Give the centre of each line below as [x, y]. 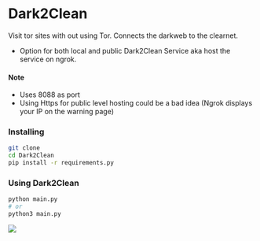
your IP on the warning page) [67, 112]
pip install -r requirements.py [61, 163]
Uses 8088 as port [50, 95]
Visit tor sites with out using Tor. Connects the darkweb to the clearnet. [123, 35]
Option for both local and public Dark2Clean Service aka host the [125, 50]
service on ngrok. [48, 59]
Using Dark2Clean [44, 183]
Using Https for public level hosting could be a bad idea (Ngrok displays [136, 103]
